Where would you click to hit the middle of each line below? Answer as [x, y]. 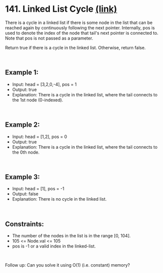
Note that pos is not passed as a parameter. [49, 38]
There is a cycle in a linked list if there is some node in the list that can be [79, 23]
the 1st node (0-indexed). [38, 100]
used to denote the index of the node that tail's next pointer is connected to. [82, 33]
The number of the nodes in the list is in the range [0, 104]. [71, 236]
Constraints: [24, 224]
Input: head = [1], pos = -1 [38, 189]
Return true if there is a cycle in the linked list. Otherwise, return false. [75, 47]
